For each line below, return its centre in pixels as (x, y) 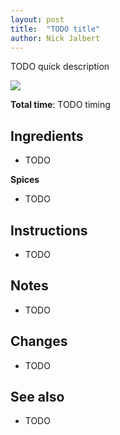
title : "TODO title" (55, 29)
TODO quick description (60, 67)
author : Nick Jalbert (55, 38)
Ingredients (47, 136)
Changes (39, 341)
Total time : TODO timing (60, 105)
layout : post (37, 19)
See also (37, 397)
